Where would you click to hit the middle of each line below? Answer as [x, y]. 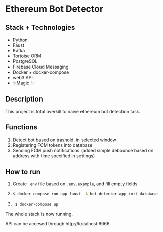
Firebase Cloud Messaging [40, 67]
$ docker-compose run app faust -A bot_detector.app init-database [85, 194]
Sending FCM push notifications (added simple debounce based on [83, 150]
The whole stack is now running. [39, 214]
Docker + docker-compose [41, 72]
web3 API [23, 77]
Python [20, 40]
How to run [23, 172]
